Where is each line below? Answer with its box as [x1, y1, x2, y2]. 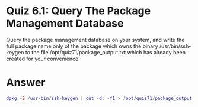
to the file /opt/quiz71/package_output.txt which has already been [25, 48, 186, 56]
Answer [6, 76, 46, 89]
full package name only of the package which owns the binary [6, 43, 158, 50]
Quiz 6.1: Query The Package [6, 4, 151, 18]
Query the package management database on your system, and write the [6, 36, 185, 43]
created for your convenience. [6, 55, 80, 62]
